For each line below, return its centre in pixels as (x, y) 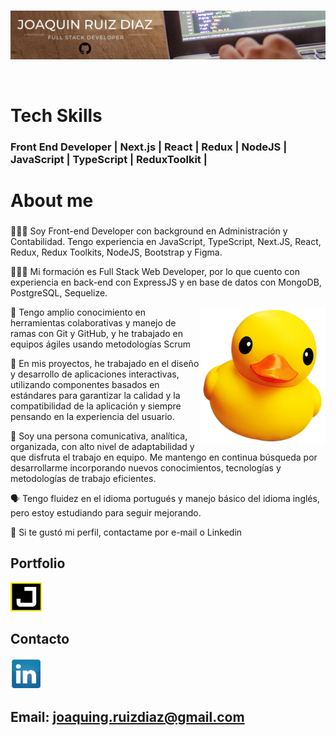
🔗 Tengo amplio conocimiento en (78, 312)
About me (52, 201)
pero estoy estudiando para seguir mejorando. (106, 512)
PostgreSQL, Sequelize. (59, 292)
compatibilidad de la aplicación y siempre (96, 406)
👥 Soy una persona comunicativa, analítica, (99, 436)
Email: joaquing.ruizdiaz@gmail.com (127, 717)
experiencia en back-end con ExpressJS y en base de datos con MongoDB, (166, 282)
